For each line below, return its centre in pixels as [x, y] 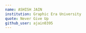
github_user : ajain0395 [29, 23]
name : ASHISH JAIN [24, 9]
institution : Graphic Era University [43, 14]
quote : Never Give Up [27, 18]
